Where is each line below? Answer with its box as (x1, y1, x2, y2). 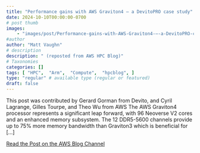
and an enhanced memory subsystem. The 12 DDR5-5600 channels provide (6, 116, 192, 123)
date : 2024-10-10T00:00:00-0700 (6, 14, 86, 20)
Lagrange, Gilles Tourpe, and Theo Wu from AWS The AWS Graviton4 (6, 104, 177, 110)
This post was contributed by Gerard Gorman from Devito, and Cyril (6, 97, 173, 104)
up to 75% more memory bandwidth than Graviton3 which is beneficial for (6, 123, 188, 129)
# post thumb (6, 20, 39, 26)
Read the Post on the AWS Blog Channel (6, 140, 105, 147)
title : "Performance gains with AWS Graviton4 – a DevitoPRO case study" (6, 8, 193, 15)
